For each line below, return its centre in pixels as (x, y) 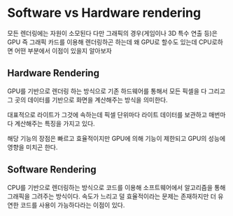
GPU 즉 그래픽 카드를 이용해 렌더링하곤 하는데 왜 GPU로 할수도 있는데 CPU (110, 42)
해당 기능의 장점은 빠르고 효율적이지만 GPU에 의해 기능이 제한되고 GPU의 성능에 (116, 138)
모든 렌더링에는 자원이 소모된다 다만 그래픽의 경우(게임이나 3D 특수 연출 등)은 (113, 33)
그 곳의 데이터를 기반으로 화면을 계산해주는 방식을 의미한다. (87, 100)
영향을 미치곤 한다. (33, 147)
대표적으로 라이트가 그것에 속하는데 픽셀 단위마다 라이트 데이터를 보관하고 (107, 114)
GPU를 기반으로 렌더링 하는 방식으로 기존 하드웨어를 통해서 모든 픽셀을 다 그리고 (116, 91)
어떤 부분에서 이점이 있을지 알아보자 (63, 50)
